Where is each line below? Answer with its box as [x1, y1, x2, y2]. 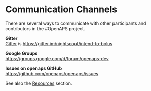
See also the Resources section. [5, 80, 72, 86]
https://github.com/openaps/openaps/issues [5, 70, 99, 76]
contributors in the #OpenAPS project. [5, 25, 85, 31]
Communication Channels [5, 4, 118, 15]
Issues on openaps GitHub [5, 65, 62, 71]
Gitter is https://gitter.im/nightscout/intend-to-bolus [5, 40, 113, 46]
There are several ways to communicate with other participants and [5, 20, 146, 26]
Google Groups [5, 50, 38, 56]
